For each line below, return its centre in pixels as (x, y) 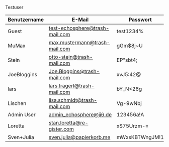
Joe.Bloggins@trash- (74, 71)
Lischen (17, 103)
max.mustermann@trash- (79, 42)
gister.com (61, 129)
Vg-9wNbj (129, 103)
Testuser (14, 7)
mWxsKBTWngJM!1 (140, 137)
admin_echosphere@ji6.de (80, 115)
